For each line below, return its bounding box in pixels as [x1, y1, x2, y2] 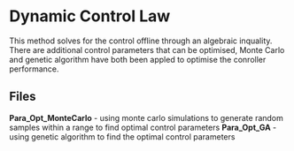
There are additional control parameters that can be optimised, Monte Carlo [9, 44, 285, 55]
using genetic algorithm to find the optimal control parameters [9, 131, 236, 142]
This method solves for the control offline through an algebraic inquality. [9, 35, 273, 46]
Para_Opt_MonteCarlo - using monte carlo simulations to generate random [9, 112, 283, 123]
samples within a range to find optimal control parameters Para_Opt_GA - [9, 122, 277, 132]
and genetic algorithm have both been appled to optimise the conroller [9, 54, 267, 64]
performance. [9, 64, 59, 74]
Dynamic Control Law [9, 6, 171, 26]
